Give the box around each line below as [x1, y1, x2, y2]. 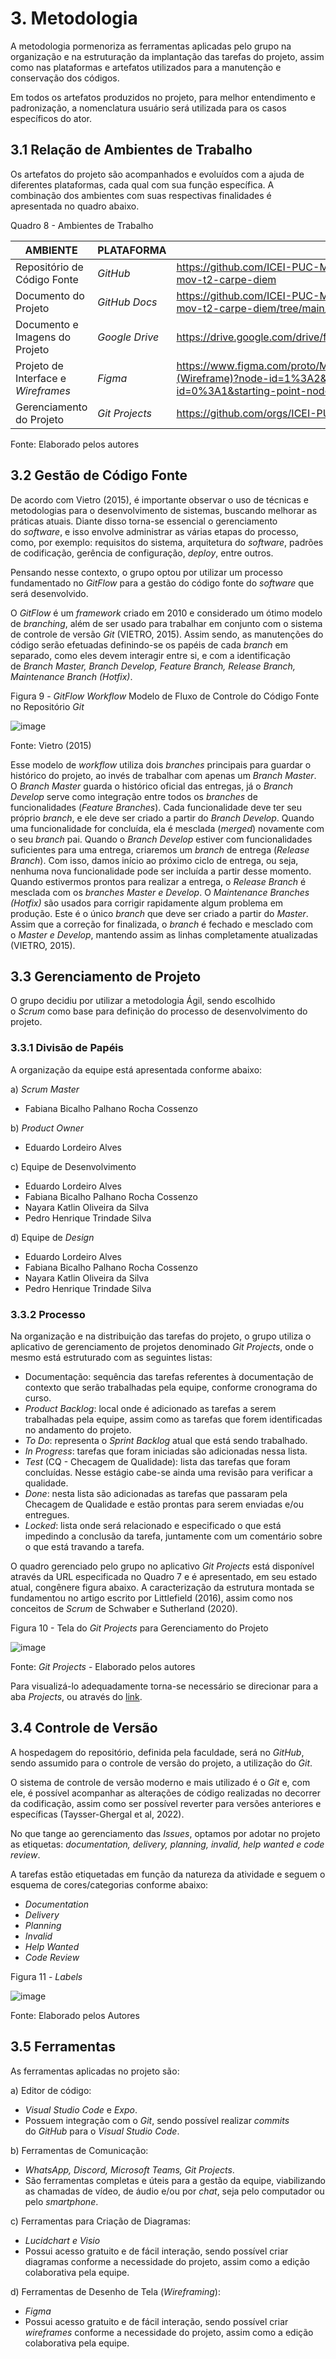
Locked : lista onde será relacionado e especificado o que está [24, 1519, 282, 1531]
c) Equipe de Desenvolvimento [10, 1160, 137, 1172]
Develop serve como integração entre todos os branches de [10, 790, 258, 802]
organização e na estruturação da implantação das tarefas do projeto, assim [10, 50, 325, 62]
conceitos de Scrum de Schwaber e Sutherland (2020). [10, 1602, 238, 1614]
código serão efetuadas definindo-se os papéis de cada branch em [10, 638, 288, 651]
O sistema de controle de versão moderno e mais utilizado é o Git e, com [10, 1776, 311, 1788]
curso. [24, 1392, 52, 1404]
